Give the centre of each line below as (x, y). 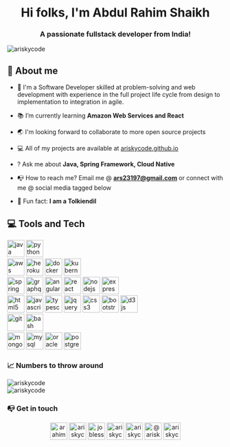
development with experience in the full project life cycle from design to (119, 95)
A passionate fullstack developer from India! (115, 34)
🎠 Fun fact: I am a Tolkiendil (57, 201)
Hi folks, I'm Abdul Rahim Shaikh (115, 13)
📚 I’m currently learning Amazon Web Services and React (100, 116)
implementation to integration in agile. (70, 102)
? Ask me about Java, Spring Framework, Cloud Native (96, 164)
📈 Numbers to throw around (55, 366)
